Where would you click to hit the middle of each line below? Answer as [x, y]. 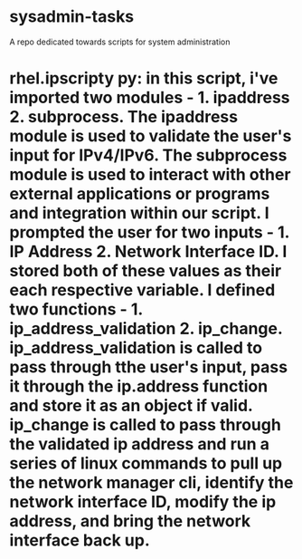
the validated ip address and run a [139, 444]
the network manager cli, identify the [151, 483]
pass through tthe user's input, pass [148, 367]
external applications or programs [140, 194]
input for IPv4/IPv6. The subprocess [148, 155]
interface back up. [80, 540]
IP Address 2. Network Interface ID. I [148, 252]
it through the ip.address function [139, 386]
